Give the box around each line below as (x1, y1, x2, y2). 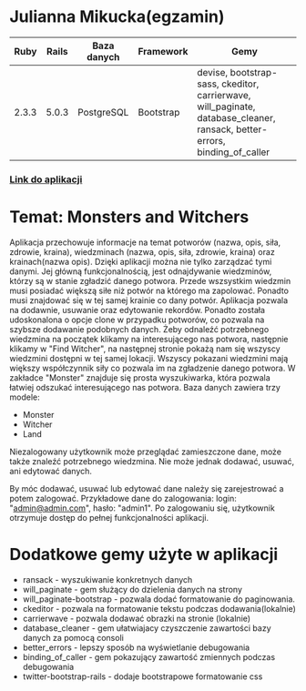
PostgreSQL (76, 106, 129, 118)
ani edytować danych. (9, 465, 93, 476)
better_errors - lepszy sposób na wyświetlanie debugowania (22, 642, 250, 653)
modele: (9, 391, 40, 402)
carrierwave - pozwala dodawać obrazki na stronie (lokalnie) (22, 613, 251, 624)
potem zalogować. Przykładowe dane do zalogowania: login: (9, 493, 237, 503)
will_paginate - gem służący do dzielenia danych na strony (22, 584, 243, 594)
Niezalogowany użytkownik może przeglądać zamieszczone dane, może (9, 446, 282, 457)
